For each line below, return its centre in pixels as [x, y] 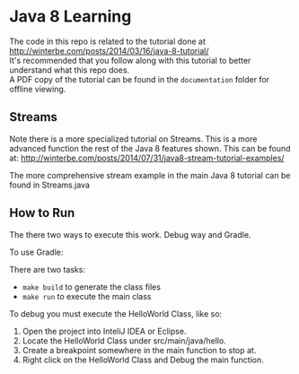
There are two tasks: [47, 269]
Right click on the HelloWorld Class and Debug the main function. [143, 360]
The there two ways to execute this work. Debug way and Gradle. [130, 234]
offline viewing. [38, 89]
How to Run [42, 213]
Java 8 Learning [70, 17]
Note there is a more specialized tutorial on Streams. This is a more [133, 139]
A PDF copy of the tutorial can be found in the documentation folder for [140, 79]
